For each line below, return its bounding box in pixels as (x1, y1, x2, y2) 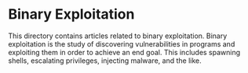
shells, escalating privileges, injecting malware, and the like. (8, 56, 202, 65)
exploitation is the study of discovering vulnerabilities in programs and (8, 39, 235, 48)
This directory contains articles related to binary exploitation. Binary (8, 31, 228, 40)
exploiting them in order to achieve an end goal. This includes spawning (8, 47, 241, 57)
